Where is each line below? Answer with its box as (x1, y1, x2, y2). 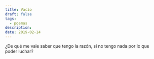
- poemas (9, 20, 28, 26)
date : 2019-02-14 (5, 30, 41, 35)
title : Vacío (5, 7, 32, 12)
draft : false (5, 12, 32, 17)
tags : (5, 16, 16, 21)
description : (5, 25, 32, 30)
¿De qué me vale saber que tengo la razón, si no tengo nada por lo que (5, 43, 150, 49)
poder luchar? (5, 48, 34, 54)
